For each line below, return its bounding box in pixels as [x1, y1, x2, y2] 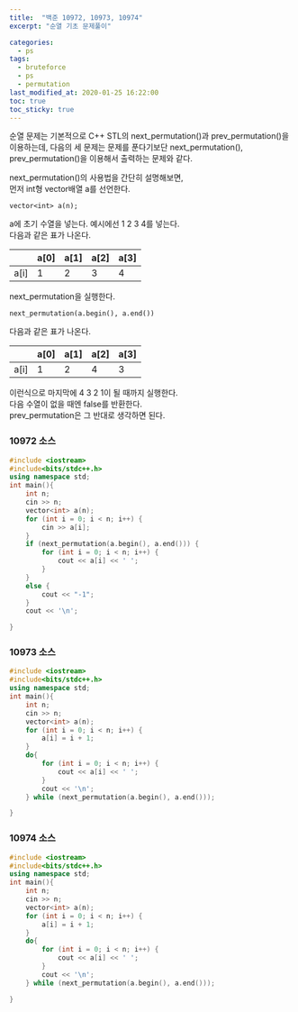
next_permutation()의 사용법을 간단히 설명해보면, [9, 172, 184, 183]
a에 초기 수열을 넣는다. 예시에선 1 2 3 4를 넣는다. [9, 218, 180, 230]
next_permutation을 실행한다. [9, 291, 115, 302]
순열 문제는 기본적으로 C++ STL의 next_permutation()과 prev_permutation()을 [9, 131, 290, 141]
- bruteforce [17, 63, 67, 72]
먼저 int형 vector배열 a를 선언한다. [9, 184, 131, 195]
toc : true [9, 96, 47, 105]
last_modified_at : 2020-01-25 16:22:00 [9, 87, 159, 97]
